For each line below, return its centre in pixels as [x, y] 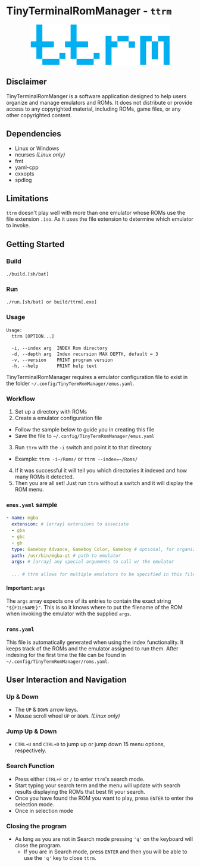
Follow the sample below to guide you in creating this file [85, 429]
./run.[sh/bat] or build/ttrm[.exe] [51, 302]
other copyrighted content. [39, 115]
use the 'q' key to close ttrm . [60, 858]
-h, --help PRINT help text [54, 366]
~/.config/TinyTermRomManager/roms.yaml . [58, 661]
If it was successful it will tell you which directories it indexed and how [101, 470]
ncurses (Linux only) [40, 154]
